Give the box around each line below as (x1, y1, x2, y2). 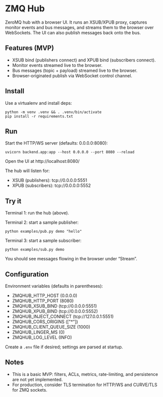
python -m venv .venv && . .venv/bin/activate (5, 109, 102, 115)
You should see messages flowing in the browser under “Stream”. (5, 256, 138, 262)
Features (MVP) (5, 44, 54, 52)
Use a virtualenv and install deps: (5, 100, 72, 106)
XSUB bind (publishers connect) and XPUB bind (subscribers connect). (12, 57, 156, 63)
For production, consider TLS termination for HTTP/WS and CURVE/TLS (12, 382, 158, 388)
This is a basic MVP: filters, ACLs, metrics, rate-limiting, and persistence (12, 371, 158, 377)
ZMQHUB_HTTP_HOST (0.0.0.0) (12, 293, 77, 298)
